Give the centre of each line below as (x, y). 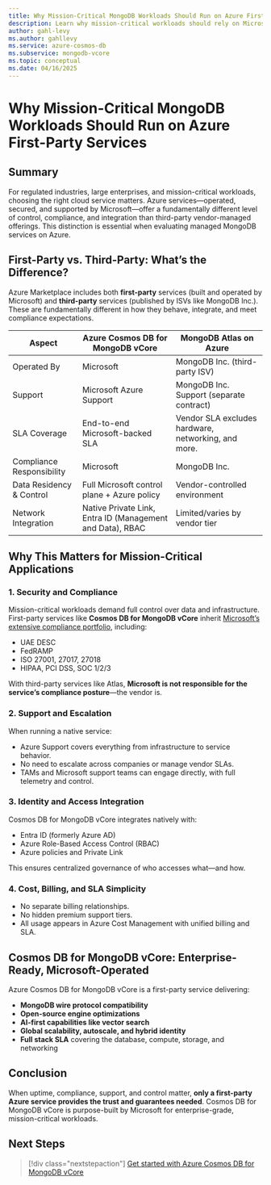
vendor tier (196, 523)
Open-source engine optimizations (80, 1013)
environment (200, 495)
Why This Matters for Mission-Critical (106, 557)
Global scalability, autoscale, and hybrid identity (103, 1031)
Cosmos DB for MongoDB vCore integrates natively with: (103, 819)
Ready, (26, 970)
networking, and (206, 438)
